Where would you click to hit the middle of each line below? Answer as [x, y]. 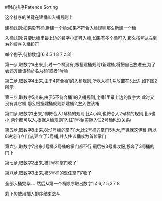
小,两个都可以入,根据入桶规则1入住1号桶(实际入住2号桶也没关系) [68, 120]
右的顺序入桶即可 [22, 44]
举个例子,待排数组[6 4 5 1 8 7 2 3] [38, 54]
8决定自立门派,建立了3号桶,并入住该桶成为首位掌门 [56, 136]
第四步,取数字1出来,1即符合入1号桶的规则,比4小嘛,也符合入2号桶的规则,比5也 [80, 114]
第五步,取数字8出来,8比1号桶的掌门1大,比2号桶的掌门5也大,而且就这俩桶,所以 [81, 130]
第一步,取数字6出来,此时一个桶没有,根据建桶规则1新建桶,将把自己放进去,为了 [81, 65]
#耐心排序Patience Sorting [32, 7]
